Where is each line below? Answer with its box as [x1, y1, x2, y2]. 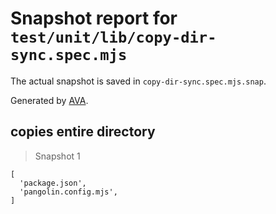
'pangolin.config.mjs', [19, 187, 118, 197]
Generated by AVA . [10, 94, 89, 106]
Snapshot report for [10, 7, 178, 30]
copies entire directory [10, 123, 156, 141]
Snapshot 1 [34, 150, 81, 162]
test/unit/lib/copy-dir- [10, 28, 217, 47]
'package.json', [19, 178, 87, 188]
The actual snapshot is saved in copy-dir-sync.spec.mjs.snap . [10, 75, 267, 87]
